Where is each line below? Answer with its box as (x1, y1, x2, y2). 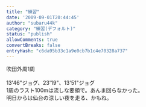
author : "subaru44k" (6, 20, 59, 26)
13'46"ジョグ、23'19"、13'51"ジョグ (6, 79, 95, 86)
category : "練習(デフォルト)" (6, 25, 76, 32)
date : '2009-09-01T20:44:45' (6, 14, 80, 20)
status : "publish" (6, 31, 52, 37)
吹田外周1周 (6, 65, 35, 72)
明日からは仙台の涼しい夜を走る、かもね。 (6, 94, 112, 101)
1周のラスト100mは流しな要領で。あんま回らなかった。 (6, 87, 144, 94)
